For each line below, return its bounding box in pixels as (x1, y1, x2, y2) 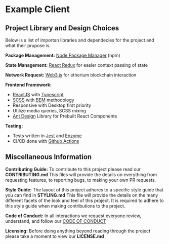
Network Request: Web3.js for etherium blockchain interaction (5, 72, 137, 78)
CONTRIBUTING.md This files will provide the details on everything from (5, 171, 157, 178)
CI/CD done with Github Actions (12, 138, 79, 144)
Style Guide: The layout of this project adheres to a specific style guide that (5, 186, 163, 193)
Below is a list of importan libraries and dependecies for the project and (5, 37, 154, 43)
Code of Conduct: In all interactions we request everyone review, (5, 213, 142, 219)
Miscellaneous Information (5, 153, 92, 161)
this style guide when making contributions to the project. (5, 202, 125, 209)
